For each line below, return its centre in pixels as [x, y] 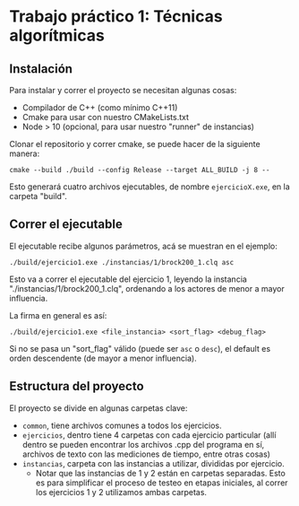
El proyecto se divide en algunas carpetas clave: [98, 408]
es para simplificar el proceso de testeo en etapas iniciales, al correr [162, 483]
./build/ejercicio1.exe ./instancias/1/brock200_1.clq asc [122, 262]
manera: [25, 153]
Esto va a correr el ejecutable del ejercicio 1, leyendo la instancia [128, 279]
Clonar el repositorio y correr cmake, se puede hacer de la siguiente [135, 144]
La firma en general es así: [58, 315]
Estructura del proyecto [77, 386]
